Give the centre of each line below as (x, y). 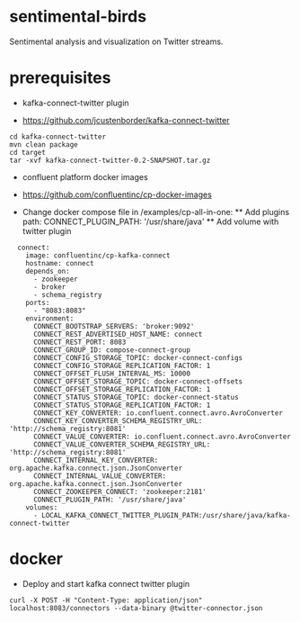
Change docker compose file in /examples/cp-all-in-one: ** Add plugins (156, 212)
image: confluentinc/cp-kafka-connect (98, 255)
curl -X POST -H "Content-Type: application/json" (106, 600)
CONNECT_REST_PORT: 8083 (79, 342)
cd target (28, 152)
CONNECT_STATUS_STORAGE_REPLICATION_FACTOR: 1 (122, 405)
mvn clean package (44, 144)
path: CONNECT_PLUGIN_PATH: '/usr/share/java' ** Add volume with (150, 221)
